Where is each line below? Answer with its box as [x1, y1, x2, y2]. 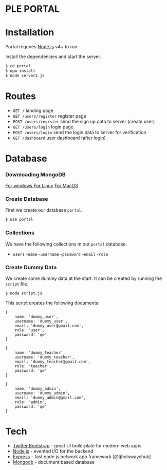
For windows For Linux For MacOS [5, 183, 79, 189]
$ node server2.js [5, 73, 45, 78]
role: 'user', [14, 327, 45, 333]
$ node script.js [5, 291, 43, 296]
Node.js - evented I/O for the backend [12, 448, 94, 454]
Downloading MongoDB [5, 171, 66, 178]
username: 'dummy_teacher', [14, 354, 75, 360]
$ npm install [5, 68, 36, 73]
